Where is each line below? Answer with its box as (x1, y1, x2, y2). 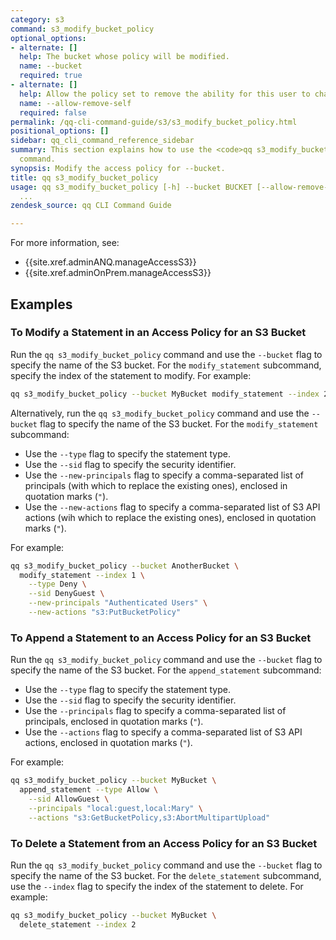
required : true (19, 71, 83, 81)
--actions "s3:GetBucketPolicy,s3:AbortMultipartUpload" (28, 812, 271, 823)
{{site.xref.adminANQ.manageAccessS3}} (24, 256, 197, 268)
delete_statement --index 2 (19, 919, 137, 930)
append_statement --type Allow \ (19, 785, 159, 795)
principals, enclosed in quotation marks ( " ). (24, 716, 204, 728)
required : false (19, 107, 87, 118)
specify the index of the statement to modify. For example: (10, 369, 252, 381)
